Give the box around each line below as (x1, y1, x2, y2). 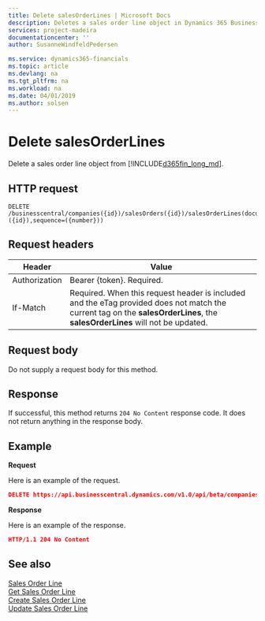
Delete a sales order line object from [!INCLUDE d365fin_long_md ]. (8, 159, 224, 169)
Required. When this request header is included (69, 287, 246, 298)
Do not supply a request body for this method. (8, 364, 159, 374)
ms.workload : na (8, 84, 62, 92)
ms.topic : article (8, 62, 69, 71)
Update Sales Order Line (8, 604, 88, 613)
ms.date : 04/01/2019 (8, 91, 77, 99)
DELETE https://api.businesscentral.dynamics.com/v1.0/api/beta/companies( (8, 491, 263, 499)
